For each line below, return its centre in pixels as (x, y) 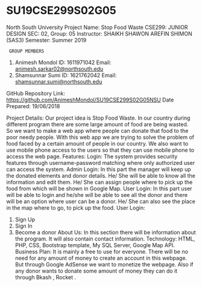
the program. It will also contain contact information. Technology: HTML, (105, 239)
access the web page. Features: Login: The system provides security (92, 156)
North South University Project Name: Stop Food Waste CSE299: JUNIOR (97, 27)
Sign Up (25, 219)
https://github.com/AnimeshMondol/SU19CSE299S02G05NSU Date (90, 100)
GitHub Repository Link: (36, 93)
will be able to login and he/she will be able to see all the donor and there (97, 195)
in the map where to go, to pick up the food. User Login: (76, 208)
